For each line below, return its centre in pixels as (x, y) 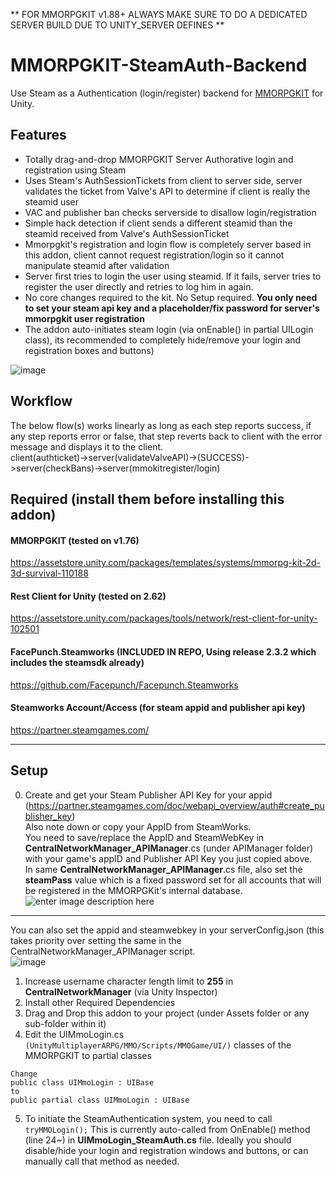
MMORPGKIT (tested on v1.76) (75, 540)
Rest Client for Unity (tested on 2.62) (88, 596)
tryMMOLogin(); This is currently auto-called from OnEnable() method (167, 1129)
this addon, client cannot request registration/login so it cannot (154, 255)
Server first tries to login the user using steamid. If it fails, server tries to (173, 276)
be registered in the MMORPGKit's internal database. (133, 890)
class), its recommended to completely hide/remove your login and (163, 340)
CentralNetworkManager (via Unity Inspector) (121, 991)
